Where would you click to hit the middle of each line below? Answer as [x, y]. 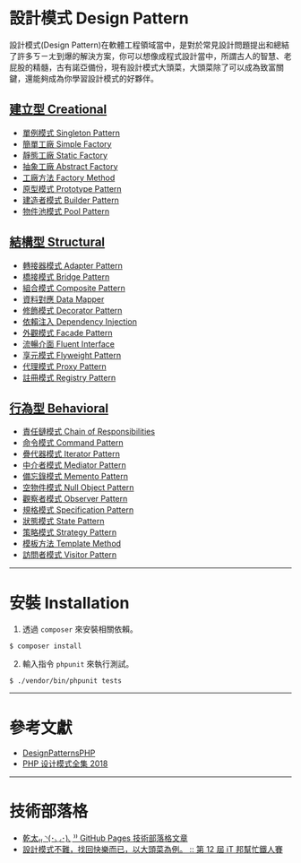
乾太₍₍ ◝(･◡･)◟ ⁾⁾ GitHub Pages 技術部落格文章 [105, 838]
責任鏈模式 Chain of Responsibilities [88, 432]
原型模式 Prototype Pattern [72, 188]
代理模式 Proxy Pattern [64, 366]
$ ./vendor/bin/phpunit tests [66, 681]
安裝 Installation [69, 603]
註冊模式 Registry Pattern [69, 377]
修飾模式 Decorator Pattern [72, 310]
